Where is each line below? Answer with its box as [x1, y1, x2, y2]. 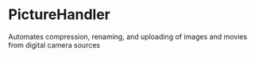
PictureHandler [8, 6, 111, 24]
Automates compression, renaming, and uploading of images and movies [8, 32, 248, 41]
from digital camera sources [8, 40, 101, 49]
